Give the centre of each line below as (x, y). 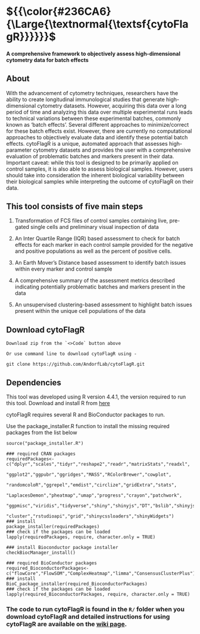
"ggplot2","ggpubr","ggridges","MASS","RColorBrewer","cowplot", (89, 475)
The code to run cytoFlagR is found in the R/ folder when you (95, 609)
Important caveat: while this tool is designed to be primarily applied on (92, 162)
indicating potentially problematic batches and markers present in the (100, 287)
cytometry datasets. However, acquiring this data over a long (112, 105)
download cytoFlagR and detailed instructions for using (88, 616)
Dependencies (34, 382)
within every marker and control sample (63, 269)
